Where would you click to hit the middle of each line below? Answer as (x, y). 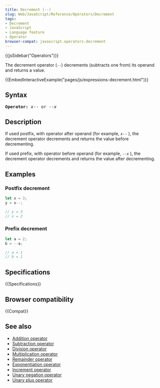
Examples (20, 174)
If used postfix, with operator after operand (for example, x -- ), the (72, 134)
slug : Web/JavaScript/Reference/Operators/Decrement (60, 14)
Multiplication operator (35, 354)
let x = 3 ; (16, 198)
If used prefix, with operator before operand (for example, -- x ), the (73, 154)
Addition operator (30, 338)
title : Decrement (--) (28, 10)
